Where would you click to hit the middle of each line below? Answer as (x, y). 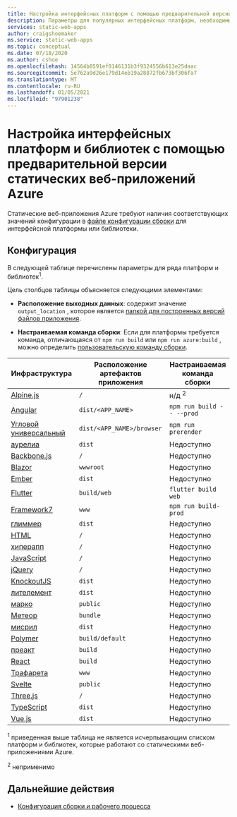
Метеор (24, 615)
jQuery (22, 569)
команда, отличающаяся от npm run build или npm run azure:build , (120, 340)
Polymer (25, 638)
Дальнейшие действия (61, 789)
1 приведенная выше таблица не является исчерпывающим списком (111, 737)
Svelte (21, 684)
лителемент (31, 592)
